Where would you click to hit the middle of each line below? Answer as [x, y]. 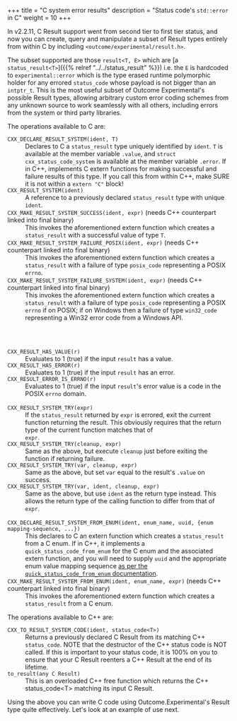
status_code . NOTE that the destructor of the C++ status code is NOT [126, 645]
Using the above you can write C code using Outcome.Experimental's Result [118, 702]
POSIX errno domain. [56, 394]
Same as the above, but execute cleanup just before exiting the [116, 451]
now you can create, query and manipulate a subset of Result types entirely [117, 39]
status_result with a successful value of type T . [96, 235]
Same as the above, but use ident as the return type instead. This [121, 493]
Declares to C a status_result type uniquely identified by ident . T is [124, 146]
